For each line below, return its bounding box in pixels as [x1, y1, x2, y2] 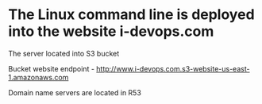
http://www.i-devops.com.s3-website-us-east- [96, 64, 250, 73]
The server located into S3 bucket [8, 48, 120, 58]
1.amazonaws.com [8, 72, 69, 82]
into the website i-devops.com [8, 22, 214, 40]
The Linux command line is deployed [8, 6, 256, 24]
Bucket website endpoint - [8, 64, 95, 73]
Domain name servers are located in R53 [8, 87, 141, 97]
